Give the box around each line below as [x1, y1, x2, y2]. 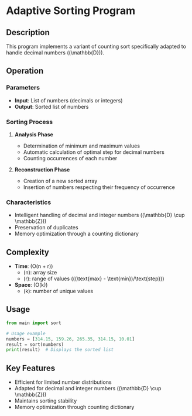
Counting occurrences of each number [23, 154, 118, 161]
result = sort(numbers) [6, 341, 64, 348]
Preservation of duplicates [14, 224, 78, 231]
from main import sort [6, 320, 61, 326]
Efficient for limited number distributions [14, 379, 112, 386]
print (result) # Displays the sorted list [6, 347, 114, 353]
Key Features [6, 363, 56, 373]
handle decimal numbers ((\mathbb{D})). [6, 49, 104, 56]
